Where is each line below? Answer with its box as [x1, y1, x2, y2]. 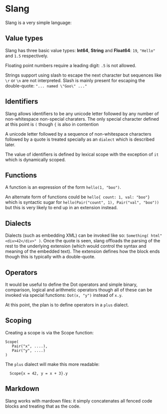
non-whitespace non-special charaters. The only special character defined [5, 116, 160, 122]
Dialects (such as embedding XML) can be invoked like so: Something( [5, 232, 149, 238]
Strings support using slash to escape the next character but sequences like [5, 72, 162, 78]
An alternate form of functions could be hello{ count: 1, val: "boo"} [5, 194, 150, 200]
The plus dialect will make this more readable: [5, 361, 100, 367]
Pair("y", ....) [11, 348, 46, 353]
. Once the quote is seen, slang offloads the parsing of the [40, 238, 161, 244]
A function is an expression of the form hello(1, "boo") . [5, 184, 121, 190]
